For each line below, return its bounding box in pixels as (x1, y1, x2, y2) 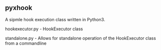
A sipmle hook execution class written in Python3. (5, 16, 105, 22)
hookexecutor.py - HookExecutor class (5, 26, 83, 32)
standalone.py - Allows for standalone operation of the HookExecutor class (5, 35, 156, 41)
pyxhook (5, 4, 33, 12)
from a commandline (5, 40, 47, 46)
